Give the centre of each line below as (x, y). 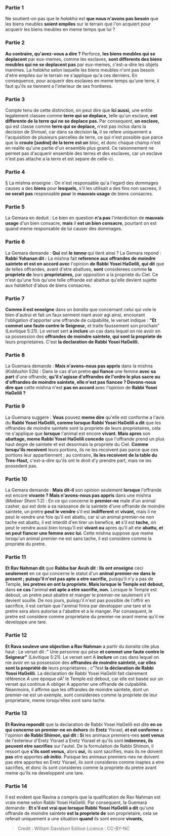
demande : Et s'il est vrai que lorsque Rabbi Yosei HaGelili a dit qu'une (80, 808)
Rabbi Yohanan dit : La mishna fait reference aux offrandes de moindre (80, 258)
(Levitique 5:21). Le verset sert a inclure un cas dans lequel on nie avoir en (83, 331)
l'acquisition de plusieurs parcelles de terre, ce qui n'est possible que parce (84, 137)
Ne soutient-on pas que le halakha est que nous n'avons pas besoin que (82, 19)
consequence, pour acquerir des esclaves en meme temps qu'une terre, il (82, 81)
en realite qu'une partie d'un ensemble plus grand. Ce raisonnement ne (80, 148)
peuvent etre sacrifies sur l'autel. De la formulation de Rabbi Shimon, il (79, 746)
